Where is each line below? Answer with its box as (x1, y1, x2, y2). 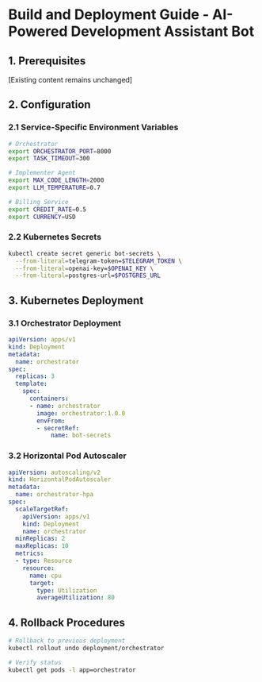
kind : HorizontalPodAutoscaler (8, 476, 112, 484)
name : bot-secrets (50, 431, 112, 440)
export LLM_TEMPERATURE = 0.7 (8, 184, 101, 192)
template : (15, 380, 47, 388)
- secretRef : (36, 424, 80, 432)
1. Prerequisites (8, 54, 86, 67)
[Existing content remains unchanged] (8, 75, 133, 84)
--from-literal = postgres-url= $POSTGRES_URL (15, 272, 161, 279)
